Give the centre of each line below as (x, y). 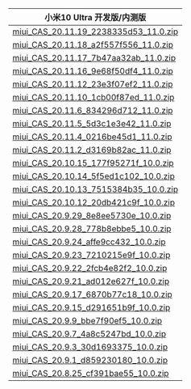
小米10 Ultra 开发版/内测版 (95, 17)
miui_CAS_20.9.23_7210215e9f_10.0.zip (91, 255)
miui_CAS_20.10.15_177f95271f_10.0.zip (93, 163)
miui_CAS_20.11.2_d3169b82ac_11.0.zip (92, 150)
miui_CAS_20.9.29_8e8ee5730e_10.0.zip (92, 216)
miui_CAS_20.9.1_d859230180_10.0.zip (90, 360)
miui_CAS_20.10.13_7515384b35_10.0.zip (95, 189)
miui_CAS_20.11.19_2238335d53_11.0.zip (95, 32)
